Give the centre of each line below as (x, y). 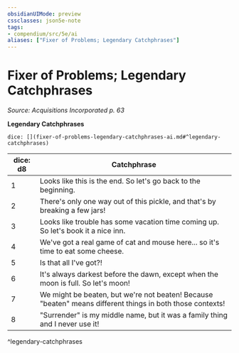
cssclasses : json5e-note (44, 21)
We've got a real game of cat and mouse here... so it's (129, 242)
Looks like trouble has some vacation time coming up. (129, 222)
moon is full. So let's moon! (85, 283)
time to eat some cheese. (82, 251)
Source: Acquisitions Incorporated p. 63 (66, 110)
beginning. (58, 190)
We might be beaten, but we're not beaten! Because (126, 295)
